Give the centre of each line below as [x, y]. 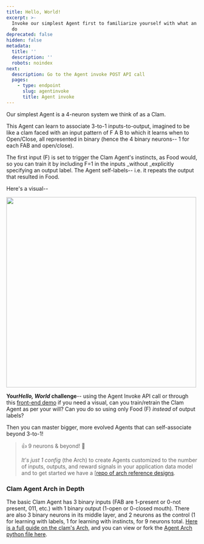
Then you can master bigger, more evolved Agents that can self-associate [99, 427]
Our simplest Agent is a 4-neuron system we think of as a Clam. [86, 114]
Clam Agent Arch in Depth [46, 489]
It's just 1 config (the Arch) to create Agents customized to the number [109, 460]
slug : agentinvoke [46, 91]
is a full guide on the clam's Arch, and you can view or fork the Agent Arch [99, 528]
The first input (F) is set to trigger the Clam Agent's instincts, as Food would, [102, 157]
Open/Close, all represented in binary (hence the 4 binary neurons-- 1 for [98, 139]
